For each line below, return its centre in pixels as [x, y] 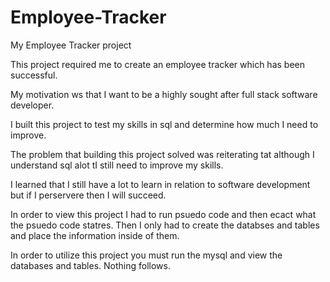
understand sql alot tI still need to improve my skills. [117, 165]
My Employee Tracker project [71, 45]
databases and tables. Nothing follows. [90, 265]
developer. [32, 105]
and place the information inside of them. [95, 235]
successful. [34, 75]
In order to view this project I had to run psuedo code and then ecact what [163, 214]
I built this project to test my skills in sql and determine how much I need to [164, 124]
